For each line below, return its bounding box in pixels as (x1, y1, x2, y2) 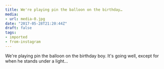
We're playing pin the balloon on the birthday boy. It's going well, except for (5, 53, 159, 59)
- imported (5, 35, 28, 40)
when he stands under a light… (5, 58, 68, 64)
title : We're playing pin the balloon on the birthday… (5, 7, 123, 12)
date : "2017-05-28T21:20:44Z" (5, 21, 68, 26)
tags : (5, 30, 16, 35)
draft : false (5, 26, 32, 31)
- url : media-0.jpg (5, 16, 45, 21)
